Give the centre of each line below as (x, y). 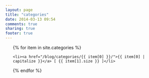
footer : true (19, 33)
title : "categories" (27, 15)
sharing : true (20, 29)
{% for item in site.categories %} (47, 48)
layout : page (19, 10)
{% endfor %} (27, 70)
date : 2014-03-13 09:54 (31, 19)
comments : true (21, 24)
